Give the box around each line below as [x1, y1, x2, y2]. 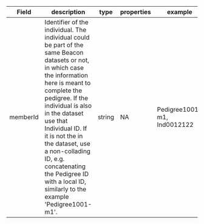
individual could [44, 33, 90, 41]
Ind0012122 [157, 121, 194, 129]
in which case [44, 64, 84, 72]
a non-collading [44, 147, 91, 155]
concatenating [44, 162, 86, 171]
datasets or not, [44, 56, 90, 64]
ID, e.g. [44, 155, 65, 163]
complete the [44, 86, 83, 95]
